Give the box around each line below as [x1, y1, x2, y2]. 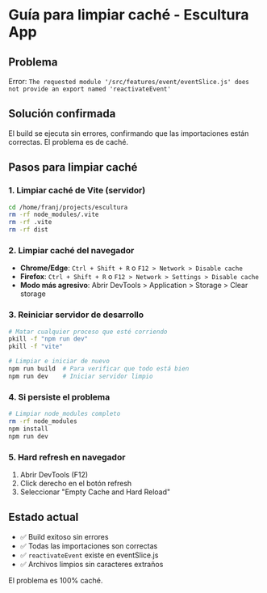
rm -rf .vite [8, 218, 52, 227]
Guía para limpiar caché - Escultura [8, 6, 249, 24]
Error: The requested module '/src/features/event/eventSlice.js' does [8, 77, 250, 86]
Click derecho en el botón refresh [19, 478, 132, 488]
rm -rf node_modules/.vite [8, 210, 99, 219]
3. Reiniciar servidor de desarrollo [8, 309, 144, 320]
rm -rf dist [8, 226, 48, 234]
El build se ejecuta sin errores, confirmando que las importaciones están [8, 128, 249, 138]
